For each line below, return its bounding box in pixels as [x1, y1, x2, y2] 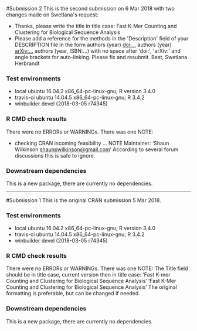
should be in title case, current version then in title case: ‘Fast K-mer [6, 271, 171, 278]
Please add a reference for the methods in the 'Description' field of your [14, 35, 189, 42]
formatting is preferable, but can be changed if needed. [6, 290, 141, 297]
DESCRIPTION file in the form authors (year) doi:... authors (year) [14, 41, 172, 48]
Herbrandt [14, 60, 40, 67]
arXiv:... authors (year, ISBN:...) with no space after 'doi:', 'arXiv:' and [14, 47, 181, 54]
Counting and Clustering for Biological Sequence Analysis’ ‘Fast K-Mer [6, 278, 176, 285]
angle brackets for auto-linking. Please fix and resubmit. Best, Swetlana [14, 54, 188, 60]
